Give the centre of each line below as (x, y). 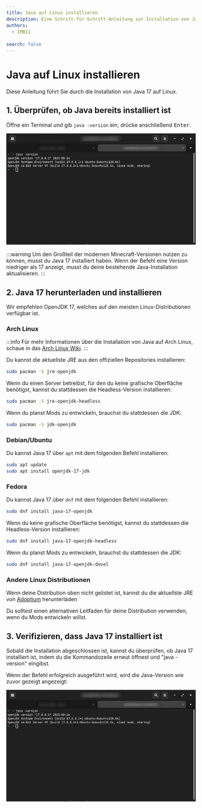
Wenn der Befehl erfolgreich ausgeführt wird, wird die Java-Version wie (95, 675)
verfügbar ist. (23, 313)
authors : (17, 25)
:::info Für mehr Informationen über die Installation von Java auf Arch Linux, (100, 342)
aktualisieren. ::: (26, 274)
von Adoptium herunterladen (42, 599)
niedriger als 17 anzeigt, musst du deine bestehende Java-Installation (92, 267)
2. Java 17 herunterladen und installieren (84, 292)
